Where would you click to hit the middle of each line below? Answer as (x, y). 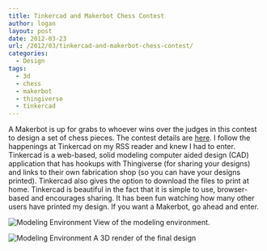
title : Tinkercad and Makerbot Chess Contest (86, 16)
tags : (17, 69)
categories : (28, 53)
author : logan (32, 23)
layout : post (30, 31)
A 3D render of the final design (145, 238)
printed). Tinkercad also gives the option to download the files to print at (129, 181)
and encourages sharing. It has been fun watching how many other (143, 198)
